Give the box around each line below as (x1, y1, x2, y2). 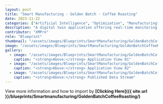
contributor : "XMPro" (5, 30, 49, 35)
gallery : (5, 48, 23, 52)
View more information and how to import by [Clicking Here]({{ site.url (5, 88, 147, 94)
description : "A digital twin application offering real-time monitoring (5, 25, 158, 30)
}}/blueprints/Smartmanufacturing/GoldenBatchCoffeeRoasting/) (5, 93, 141, 99)
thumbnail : (5, 39, 27, 44)
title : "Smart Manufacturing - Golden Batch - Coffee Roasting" (5, 12, 138, 17)
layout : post (5, 7, 32, 12)
